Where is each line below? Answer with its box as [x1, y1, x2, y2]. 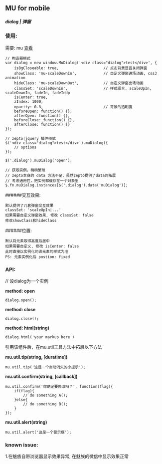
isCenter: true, [14, 95, 48, 100]
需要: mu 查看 [5, 45, 33, 51]
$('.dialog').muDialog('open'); [5, 158, 72, 163]
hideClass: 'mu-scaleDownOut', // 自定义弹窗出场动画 [14, 80, 144, 86]
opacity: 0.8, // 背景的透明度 [14, 104, 133, 109]
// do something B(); [23, 402, 68, 407]
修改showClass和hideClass [5, 218, 57, 223]
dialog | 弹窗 [5, 19, 31, 25]
